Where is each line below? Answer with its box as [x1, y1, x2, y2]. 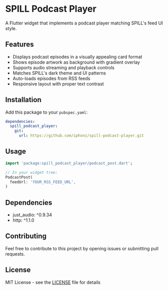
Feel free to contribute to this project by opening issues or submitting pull [5, 245, 159, 251]
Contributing [5, 232, 47, 241]
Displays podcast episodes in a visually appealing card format [12, 54, 143, 60]
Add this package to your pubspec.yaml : [5, 109, 88, 115]
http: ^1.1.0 [12, 217, 35, 223]
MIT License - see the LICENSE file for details [5, 279, 100, 285]
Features [5, 40, 34, 49]
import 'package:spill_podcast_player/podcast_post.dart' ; [5, 161, 133, 166]
